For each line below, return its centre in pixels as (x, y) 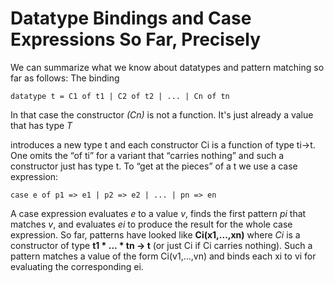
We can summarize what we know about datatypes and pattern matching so (167, 67)
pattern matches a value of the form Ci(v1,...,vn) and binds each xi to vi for (163, 256)
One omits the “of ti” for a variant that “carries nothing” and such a (147, 155)
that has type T (41, 125)
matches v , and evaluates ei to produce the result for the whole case (151, 224)
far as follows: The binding (65, 78)
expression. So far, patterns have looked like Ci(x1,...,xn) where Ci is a (155, 234)
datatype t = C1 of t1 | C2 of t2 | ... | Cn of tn (120, 96)
